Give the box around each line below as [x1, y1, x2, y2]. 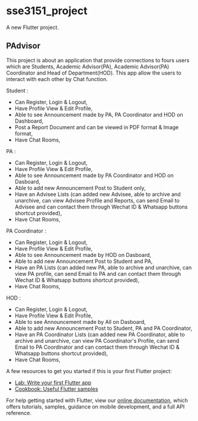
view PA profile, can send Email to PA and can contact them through [14, 270, 181, 277]
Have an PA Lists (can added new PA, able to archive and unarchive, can [14, 263, 192, 271]
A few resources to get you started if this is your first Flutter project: [6, 367, 172, 374]
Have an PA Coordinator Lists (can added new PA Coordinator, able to [14, 330, 185, 338]
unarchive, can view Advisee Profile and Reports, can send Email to [14, 197, 180, 204]
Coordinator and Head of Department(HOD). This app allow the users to [6, 69, 182, 76]
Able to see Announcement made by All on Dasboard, [14, 318, 146, 325]
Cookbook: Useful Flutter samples [14, 385, 98, 392]
